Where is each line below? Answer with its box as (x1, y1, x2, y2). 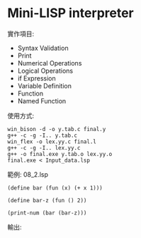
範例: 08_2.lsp (7, 170, 48, 179)
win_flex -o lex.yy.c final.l (7, 138, 97, 145)
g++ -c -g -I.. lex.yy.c (7, 144, 81, 151)
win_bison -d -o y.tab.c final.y (7, 125, 106, 133)
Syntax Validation (17, 43, 69, 52)
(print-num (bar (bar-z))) (7, 209, 87, 217)
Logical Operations (17, 66, 74, 75)
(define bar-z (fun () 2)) (7, 197, 87, 204)
